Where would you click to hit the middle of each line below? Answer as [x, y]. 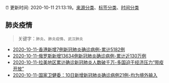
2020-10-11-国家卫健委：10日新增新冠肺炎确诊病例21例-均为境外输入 [85, 75]
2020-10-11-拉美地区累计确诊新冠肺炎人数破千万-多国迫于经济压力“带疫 [88, 62]
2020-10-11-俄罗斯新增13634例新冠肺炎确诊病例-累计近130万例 [80, 56]
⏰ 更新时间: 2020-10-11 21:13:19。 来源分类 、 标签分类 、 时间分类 [72, 7]
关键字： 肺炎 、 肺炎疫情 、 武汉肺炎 [50, 38]
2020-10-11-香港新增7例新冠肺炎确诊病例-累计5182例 [69, 49]
